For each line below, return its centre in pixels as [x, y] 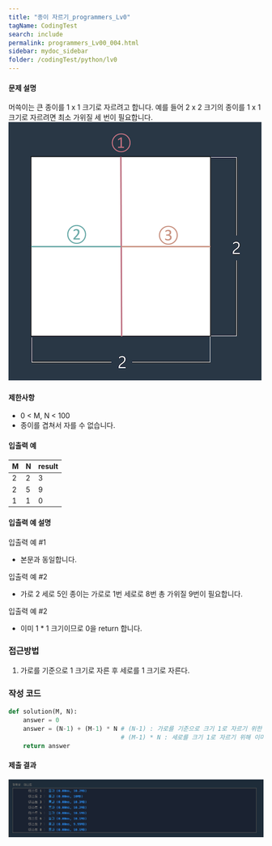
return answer [47, 746]
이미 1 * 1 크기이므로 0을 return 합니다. [81, 628]
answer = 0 [41, 720]
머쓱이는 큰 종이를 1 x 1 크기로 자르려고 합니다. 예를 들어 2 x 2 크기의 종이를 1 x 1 [135, 107]
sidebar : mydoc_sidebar [49, 51]
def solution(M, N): [43, 712]
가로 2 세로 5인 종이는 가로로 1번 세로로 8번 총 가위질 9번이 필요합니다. [131, 594]
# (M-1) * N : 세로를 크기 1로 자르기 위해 [185, 737]
